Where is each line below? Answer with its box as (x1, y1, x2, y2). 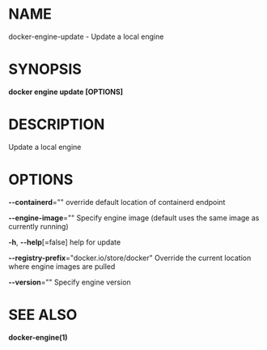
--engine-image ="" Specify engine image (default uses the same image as (8, 212, 260, 223)
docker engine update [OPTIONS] (8, 87, 124, 96)
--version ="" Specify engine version (8, 277, 131, 287)
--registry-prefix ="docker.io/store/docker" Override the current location (8, 253, 252, 262)
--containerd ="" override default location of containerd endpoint (8, 197, 226, 207)
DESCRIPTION (8, 115, 105, 134)
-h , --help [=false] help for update (8, 237, 121, 247)
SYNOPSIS (8, 60, 83, 79)
